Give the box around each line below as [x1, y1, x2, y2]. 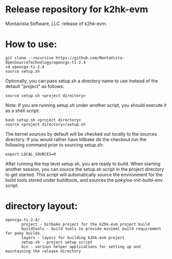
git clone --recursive [5, 55, 54, 60]
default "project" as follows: [5, 83, 64, 89]
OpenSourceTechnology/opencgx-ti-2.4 [5, 60, 86, 65]
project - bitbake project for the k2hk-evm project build [21, 222, 150, 227]
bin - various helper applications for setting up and [21, 244, 141, 249]
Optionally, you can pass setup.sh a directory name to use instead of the [5, 78, 158, 84]
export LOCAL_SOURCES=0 [5, 152, 56, 157]
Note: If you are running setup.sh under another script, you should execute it [5, 102, 167, 108]
